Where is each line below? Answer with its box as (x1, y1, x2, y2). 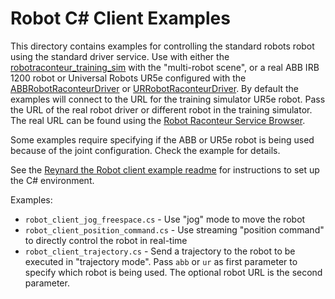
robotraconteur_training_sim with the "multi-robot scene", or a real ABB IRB (10, 61, 320, 73)
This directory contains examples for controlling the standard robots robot (10, 40, 315, 52)
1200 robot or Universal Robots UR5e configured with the (10, 72, 247, 84)
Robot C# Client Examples (10, 7, 231, 30)
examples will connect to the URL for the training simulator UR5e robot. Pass (10, 93, 326, 105)
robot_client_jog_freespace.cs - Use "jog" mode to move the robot (24, 213, 306, 225)
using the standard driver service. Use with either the (10, 50, 230, 62)
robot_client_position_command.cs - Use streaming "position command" (24, 223, 325, 236)
